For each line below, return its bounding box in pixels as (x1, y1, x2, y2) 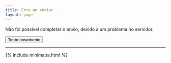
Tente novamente (8, 37, 41, 42)
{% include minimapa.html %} (5, 52, 68, 58)
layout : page (5, 12, 33, 17)
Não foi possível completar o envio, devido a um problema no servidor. (5, 26, 154, 32)
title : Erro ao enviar (5, 7, 53, 13)
